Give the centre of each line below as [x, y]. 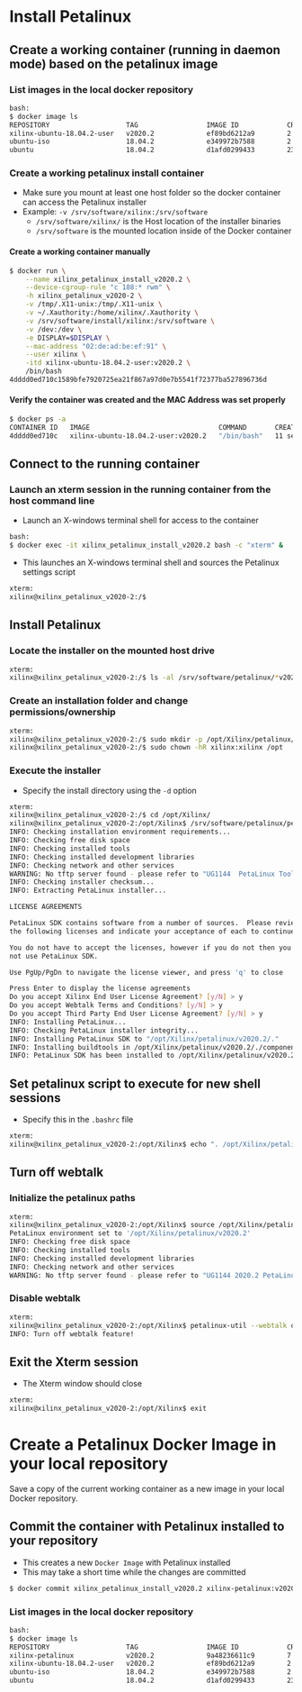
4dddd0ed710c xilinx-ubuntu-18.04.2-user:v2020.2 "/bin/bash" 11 [146, 436]
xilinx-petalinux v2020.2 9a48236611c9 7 [151, 1655]
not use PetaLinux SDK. [54, 956]
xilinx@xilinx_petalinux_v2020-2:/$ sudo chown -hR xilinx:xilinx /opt [146, 748]
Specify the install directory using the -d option [110, 790]
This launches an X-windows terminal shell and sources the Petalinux [151, 563]
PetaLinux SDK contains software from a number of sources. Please [140, 923]
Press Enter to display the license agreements [100, 988]
